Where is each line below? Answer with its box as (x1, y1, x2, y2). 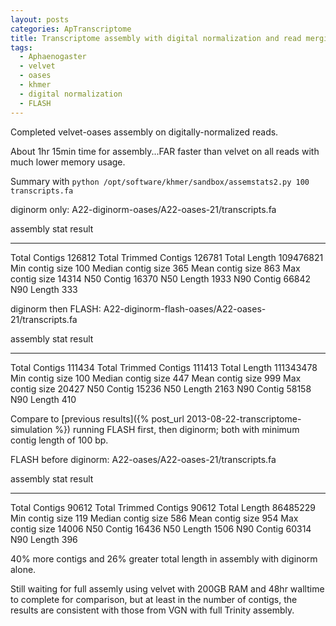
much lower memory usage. (10, 156, 126, 168)
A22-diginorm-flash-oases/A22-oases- (103, 302, 267, 315)
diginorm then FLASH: (10, 302, 102, 315)
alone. (10, 563, 37, 575)
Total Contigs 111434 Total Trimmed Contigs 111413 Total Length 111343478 (10, 361, 318, 373)
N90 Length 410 (10, 393, 77, 405)
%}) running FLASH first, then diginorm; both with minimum (54, 423, 300, 435)
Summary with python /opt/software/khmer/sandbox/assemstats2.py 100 (10, 175, 310, 187)
